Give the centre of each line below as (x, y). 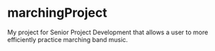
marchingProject (57, 13)
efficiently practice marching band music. (68, 39)
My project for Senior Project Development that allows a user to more (108, 32)
